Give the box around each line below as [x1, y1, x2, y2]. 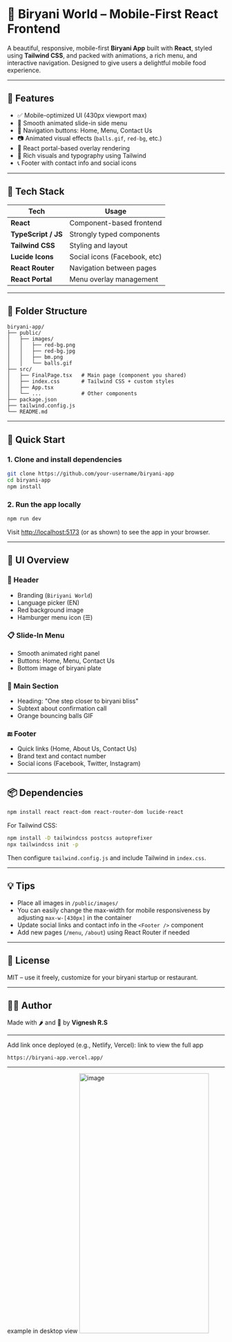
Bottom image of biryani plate [17, 663, 101, 672]
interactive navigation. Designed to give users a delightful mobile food [7, 58, 206, 67]
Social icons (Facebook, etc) [69, 252, 162, 261]
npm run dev [7, 515, 41, 522]
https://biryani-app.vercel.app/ [7, 1054, 104, 1061]
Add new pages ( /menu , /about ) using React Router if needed [17, 928, 190, 936]
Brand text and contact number [17, 752, 106, 760]
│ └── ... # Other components [7, 390, 137, 397]
